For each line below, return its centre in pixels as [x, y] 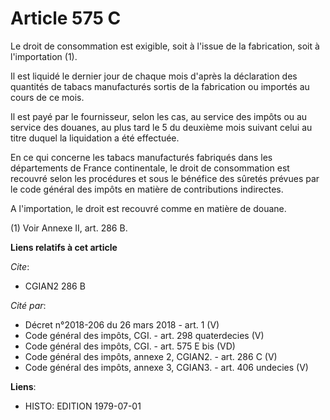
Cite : [20, 266]
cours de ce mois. [47, 97]
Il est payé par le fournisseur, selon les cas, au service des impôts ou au [159, 116]
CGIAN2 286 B [55, 286]
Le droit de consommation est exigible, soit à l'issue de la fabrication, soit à [165, 46]
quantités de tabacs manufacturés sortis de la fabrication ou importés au [160, 86]
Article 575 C [66, 18]
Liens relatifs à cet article [64, 247]
